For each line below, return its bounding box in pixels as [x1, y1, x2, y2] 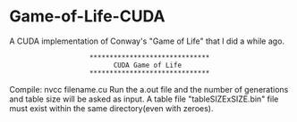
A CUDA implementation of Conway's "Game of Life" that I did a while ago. [9, 36, 284, 46]
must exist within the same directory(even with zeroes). [9, 102, 214, 113]
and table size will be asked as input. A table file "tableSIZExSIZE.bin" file [9, 94, 279, 104]
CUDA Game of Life [113, 61, 182, 69]
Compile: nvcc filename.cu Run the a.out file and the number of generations [9, 84, 289, 94]
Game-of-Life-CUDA [9, 6, 165, 27]
